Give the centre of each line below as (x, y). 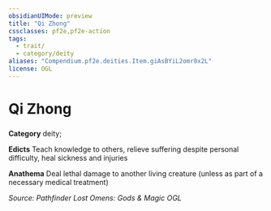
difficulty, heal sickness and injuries (68, 157)
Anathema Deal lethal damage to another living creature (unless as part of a (136, 173)
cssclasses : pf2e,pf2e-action (60, 31)
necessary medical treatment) (58, 182)
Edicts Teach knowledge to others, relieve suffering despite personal (124, 149)
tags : (17, 39)
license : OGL (30, 69)
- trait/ (30, 46)
